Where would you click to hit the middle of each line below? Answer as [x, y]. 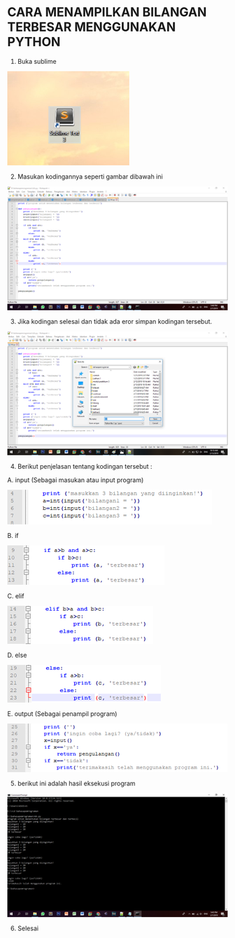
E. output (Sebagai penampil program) [62, 713]
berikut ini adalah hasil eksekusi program [76, 784]
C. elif [16, 595]
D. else [17, 655]
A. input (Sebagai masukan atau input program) [76, 480]
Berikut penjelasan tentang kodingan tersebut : [85, 466]
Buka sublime [37, 61]
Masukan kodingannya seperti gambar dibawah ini [90, 177]
